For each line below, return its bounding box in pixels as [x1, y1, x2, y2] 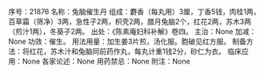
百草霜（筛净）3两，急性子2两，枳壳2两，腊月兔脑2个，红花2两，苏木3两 [8, 17, 252, 26]
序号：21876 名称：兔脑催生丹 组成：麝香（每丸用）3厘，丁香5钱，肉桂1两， [8, 7, 261, 16]
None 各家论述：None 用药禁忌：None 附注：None [22, 56, 190, 66]
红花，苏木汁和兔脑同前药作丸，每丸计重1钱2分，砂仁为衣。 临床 [29, 47, 242, 56]
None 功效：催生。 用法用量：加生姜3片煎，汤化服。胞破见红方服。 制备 [8, 36, 246, 46]
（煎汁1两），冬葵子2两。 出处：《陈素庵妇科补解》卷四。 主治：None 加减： [8, 27, 257, 36]
